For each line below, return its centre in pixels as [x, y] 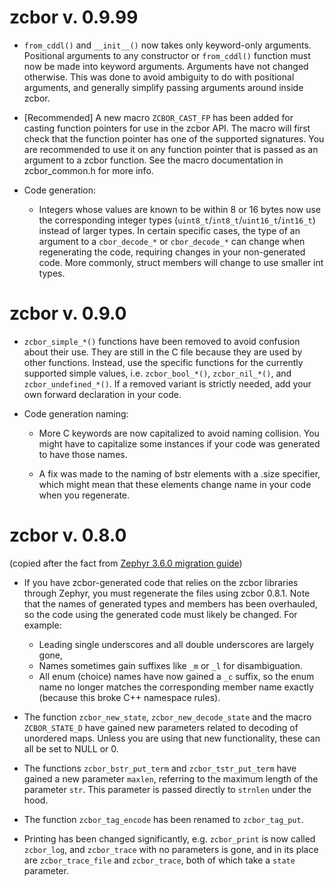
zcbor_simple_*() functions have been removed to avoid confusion [162, 341]
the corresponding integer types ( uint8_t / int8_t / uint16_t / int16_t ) [177, 220]
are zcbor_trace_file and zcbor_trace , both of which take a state [159, 860]
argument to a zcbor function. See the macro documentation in [153, 160]
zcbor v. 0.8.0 [68, 535]
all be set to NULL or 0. [71, 748]
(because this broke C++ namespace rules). [129, 697]
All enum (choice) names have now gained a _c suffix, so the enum [176, 676]
